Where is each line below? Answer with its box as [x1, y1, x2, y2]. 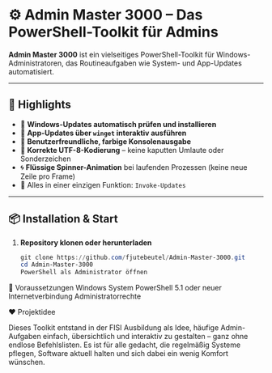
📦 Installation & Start [8, 212, 119, 226]
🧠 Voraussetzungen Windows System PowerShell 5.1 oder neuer [8, 283, 223, 293]
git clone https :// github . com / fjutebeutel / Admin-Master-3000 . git [19, 253, 245, 261]
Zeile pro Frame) [19, 172, 75, 181]
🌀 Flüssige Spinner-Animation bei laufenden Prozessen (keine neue [19, 162, 248, 172]
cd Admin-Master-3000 [19, 261, 93, 269]
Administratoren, [8, 58, 64, 68]
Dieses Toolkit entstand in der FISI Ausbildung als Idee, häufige [8, 323, 219, 333]
